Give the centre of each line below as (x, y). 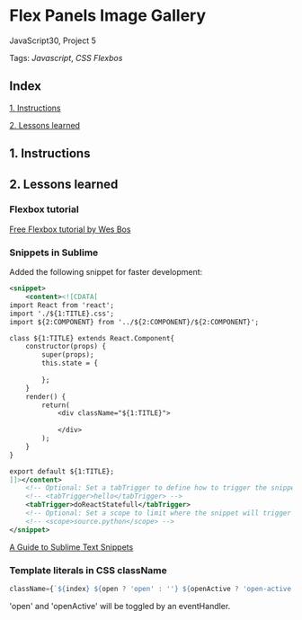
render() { (46, 396)
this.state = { (70, 363)
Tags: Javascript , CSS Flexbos (66, 58)
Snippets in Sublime (54, 252)
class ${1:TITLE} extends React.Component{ (92, 338)
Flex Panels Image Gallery (108, 16)
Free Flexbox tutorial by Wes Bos (70, 229)
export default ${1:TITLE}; (62, 471)
